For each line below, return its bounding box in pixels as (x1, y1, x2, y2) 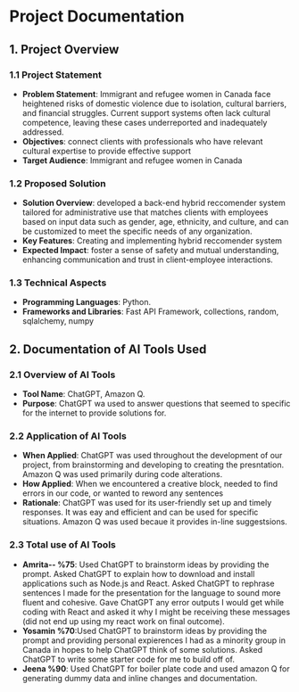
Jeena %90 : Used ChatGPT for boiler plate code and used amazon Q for (21, 663, 290, 674)
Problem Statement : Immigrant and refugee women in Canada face (21, 88, 271, 99)
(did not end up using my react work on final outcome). (21, 615, 225, 626)
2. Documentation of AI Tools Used (9, 342, 207, 357)
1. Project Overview (9, 42, 120, 57)
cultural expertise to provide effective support (21, 145, 192, 156)
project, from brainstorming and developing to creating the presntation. (21, 459, 284, 470)
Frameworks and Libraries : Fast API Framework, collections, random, (21, 306, 279, 317)
